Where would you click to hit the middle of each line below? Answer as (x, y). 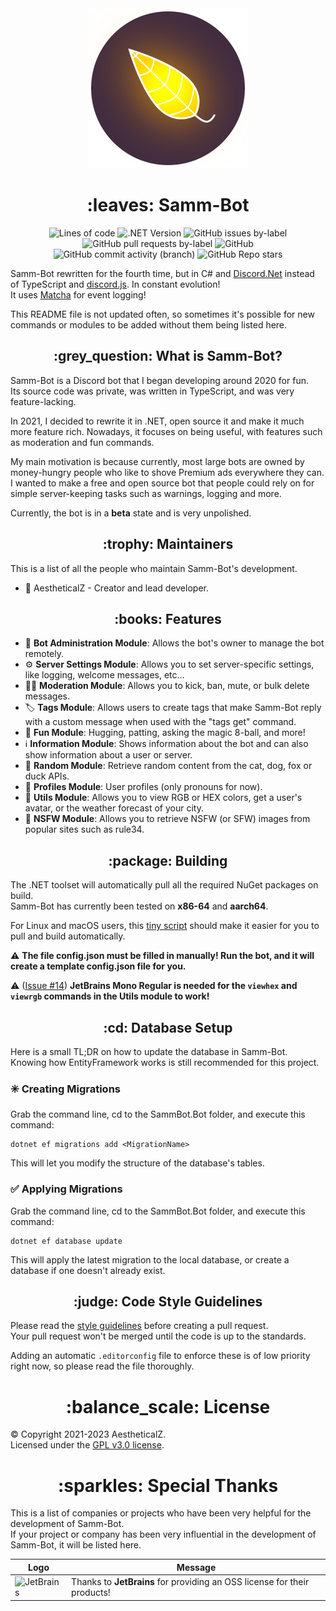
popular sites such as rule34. (84, 829)
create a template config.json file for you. (98, 966)
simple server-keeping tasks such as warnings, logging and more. (146, 493)
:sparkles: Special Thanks (168, 1485)
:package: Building (168, 860)
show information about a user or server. (108, 755)
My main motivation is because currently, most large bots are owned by (157, 461)
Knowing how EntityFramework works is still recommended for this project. (165, 1062)
